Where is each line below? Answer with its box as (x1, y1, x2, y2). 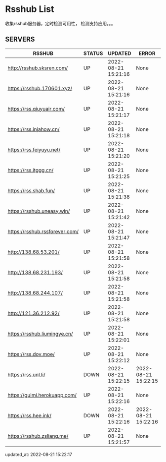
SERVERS (5, 35, 35, 44)
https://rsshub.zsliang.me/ (7, 432, 69, 439)
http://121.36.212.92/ (7, 310, 60, 317)
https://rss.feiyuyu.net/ (7, 146, 61, 153)
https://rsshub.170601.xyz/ (7, 85, 73, 92)
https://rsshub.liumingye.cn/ (7, 330, 73, 337)
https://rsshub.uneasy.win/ (7, 207, 70, 214)
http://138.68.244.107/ (7, 289, 63, 296)
